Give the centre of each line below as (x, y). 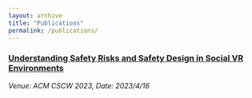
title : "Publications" (46, 23)
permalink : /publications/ (53, 30)
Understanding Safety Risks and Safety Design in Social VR (126, 58)
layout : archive (35, 16)
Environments (36, 69)
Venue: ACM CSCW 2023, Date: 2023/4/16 (79, 85)
